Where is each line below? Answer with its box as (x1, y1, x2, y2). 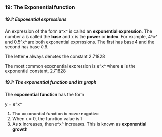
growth (12, 126, 28, 132)
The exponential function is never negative (12, 111, 99, 116)
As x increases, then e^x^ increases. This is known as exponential (12, 121, 147, 127)
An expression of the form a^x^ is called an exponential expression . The (5, 28, 152, 34)
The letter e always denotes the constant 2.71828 (5, 53, 105, 59)
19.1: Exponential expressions (5, 16, 67, 22)
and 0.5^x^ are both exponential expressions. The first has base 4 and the (5, 39, 155, 45)
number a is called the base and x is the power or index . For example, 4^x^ (5, 33, 158, 39)
